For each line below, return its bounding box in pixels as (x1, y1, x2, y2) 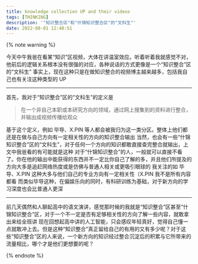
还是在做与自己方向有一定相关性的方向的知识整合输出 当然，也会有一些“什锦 (6, 133, 191, 141)
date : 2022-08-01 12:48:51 (6, 25, 72, 31)
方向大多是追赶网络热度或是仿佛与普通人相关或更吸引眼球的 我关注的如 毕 (6, 163, 184, 170)
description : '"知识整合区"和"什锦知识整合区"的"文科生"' (6, 19, 137, 25)
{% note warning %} (6, 41, 56, 48)
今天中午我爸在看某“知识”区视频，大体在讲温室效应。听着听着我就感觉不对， (6, 54, 192, 61)
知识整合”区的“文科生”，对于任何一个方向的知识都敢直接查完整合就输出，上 (6, 141, 189, 148)
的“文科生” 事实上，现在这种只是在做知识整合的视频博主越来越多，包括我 (6, 69, 183, 76)
